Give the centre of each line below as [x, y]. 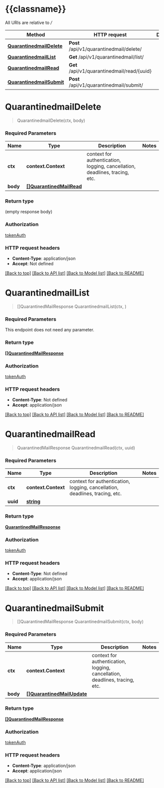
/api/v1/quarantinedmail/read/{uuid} [110, 71]
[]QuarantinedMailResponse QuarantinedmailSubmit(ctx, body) [80, 622]
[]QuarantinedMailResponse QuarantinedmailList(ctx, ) [72, 306]
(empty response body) [29, 212]
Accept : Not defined [33, 264]
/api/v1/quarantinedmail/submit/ [106, 85]
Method [36, 34]
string [33, 502]
